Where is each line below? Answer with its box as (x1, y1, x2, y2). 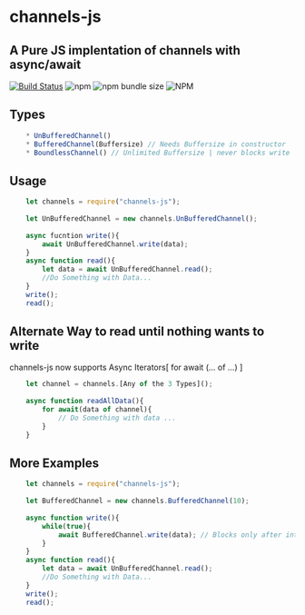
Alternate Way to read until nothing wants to (9, 324, 265, 340)
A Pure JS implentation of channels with (9, 43, 241, 58)
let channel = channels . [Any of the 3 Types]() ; (25, 380, 213, 389)
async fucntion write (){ (25, 231, 120, 240)
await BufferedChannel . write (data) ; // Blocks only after (57, 530, 282, 540)
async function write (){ (25, 513, 120, 522)
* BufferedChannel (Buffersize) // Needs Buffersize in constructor (25, 139, 286, 149)
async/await (9, 56, 82, 72)
